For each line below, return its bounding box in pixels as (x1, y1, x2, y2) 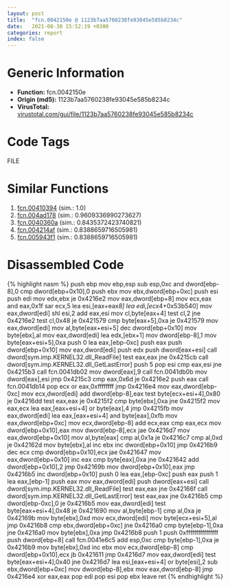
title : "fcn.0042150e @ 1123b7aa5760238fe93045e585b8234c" (7, 17, 183, 23)
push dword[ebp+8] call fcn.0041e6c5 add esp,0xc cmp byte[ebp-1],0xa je (7, 535, 220, 544)
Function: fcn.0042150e (16, 88, 87, 96)
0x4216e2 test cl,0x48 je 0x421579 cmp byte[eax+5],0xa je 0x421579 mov (7, 316, 218, 324)
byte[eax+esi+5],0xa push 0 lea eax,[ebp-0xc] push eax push (7, 338, 183, 346)
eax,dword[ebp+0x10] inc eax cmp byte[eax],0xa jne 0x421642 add (7, 455, 199, 463)
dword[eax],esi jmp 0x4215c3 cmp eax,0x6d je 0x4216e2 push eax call (7, 374, 209, 383)
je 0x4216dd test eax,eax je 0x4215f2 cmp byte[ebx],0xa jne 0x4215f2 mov (7, 396, 220, 405)
